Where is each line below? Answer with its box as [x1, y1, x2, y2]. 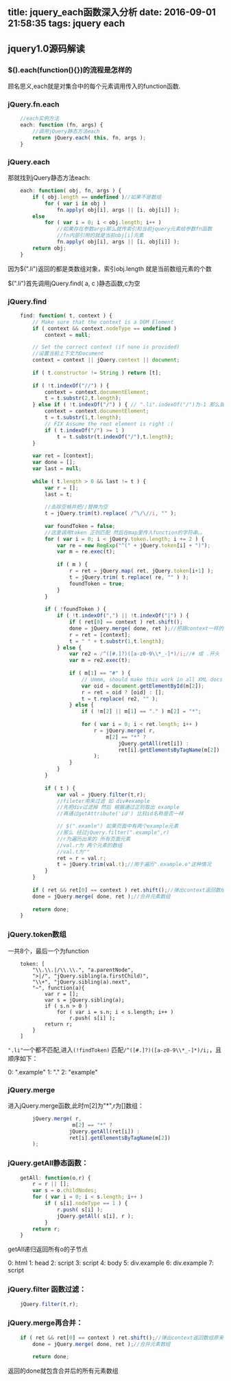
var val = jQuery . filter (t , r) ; [56, 791, 147, 798]
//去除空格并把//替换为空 [44, 504, 108, 511]
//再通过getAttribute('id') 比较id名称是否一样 [56, 810, 184, 817]
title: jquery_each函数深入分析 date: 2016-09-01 [8, 6, 217, 19]
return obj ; [32, 245, 67, 252]
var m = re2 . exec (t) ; [69, 657, 131, 664]
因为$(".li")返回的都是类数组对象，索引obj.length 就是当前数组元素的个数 [8, 264, 212, 273]
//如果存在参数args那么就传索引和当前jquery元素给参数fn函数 [56, 225, 212, 232]
